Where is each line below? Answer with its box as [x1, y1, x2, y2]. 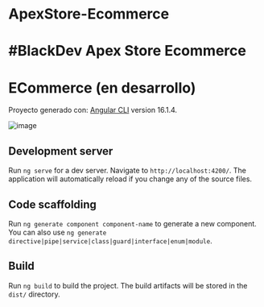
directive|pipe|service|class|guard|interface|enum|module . [8, 235, 212, 246]
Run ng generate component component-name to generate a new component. [8, 218, 258, 228]
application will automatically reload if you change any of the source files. [8, 174, 252, 184]
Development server [8, 144, 113, 158]
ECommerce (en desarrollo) [8, 78, 196, 97]
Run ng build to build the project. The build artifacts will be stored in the [8, 280, 248, 290]
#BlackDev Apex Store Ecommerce [8, 42, 247, 60]
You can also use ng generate [8, 227, 107, 237]
